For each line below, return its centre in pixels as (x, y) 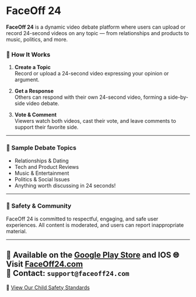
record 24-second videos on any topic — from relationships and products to (98, 33)
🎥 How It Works (28, 54)
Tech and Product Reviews (47, 167)
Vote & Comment (36, 115)
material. (17, 231)
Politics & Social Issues (42, 179)
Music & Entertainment (42, 173)
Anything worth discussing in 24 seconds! (65, 185)
